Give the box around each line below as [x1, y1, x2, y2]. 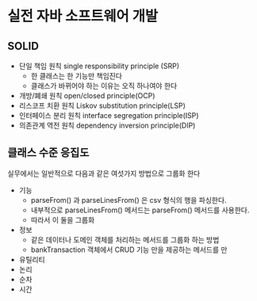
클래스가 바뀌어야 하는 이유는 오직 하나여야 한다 [30, 81, 178, 90]
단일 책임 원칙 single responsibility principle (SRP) [18, 61, 180, 70]
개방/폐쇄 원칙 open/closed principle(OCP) [18, 91, 155, 100]
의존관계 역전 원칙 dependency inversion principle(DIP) [18, 120, 196, 130]
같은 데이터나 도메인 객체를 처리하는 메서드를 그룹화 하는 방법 [30, 234, 220, 244]
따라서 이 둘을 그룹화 [30, 215, 95, 224]
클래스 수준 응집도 [7, 146, 90, 159]
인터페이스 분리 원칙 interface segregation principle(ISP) [18, 111, 199, 120]
